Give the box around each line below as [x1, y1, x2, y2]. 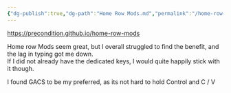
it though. [7, 64, 34, 72]
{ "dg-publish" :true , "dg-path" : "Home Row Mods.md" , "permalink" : [7, 10, 192, 17]
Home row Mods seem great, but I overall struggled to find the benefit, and [7, 42, 219, 50]
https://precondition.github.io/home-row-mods [7, 29, 140, 37]
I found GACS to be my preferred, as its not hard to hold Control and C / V [7, 77, 215, 86]
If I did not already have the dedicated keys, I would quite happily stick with [7, 56, 220, 65]
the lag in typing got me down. [7, 50, 94, 58]
